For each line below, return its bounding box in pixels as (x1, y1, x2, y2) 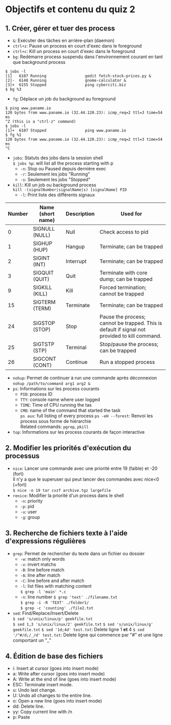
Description (66, 210, 95, 217)
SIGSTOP (33, 320, 55, 327)
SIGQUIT (33, 269, 54, 276)
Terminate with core (99, 269, 148, 276)
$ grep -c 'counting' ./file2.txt (20, 606, 94, 611)
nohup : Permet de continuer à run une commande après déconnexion (12, 375, 157, 381)
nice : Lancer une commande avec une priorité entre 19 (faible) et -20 (12, 465, 158, 471)
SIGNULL (33, 226, 55, 232)
